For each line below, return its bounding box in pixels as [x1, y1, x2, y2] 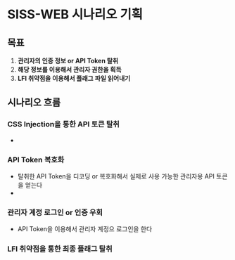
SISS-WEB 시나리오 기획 [7, 6, 143, 22]
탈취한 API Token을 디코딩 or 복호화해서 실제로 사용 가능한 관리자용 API [17, 171, 215, 180]
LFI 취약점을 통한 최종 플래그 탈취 [7, 244, 113, 254]
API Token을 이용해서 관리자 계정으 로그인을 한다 [17, 225, 153, 233]
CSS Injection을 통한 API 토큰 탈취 [7, 119, 120, 129]
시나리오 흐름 [7, 96, 61, 109]
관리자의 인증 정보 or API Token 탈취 [17, 57, 118, 65]
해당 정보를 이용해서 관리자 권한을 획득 [17, 65, 122, 74]
